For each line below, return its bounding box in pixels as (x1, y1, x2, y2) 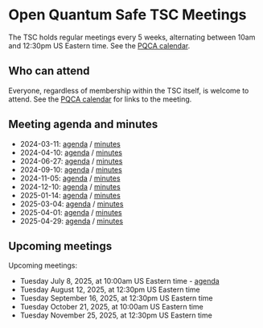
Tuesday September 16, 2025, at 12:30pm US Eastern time (19, 293, 213, 303)
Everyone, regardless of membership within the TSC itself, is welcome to (8, 85, 249, 95)
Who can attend (8, 64, 90, 78)
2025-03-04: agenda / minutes (19, 199, 124, 209)
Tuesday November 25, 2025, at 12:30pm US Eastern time (19, 310, 213, 320)
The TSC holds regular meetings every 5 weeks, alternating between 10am (8, 32, 256, 42)
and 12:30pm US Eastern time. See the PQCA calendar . (8, 40, 191, 50)
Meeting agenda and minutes (8, 118, 158, 131)
